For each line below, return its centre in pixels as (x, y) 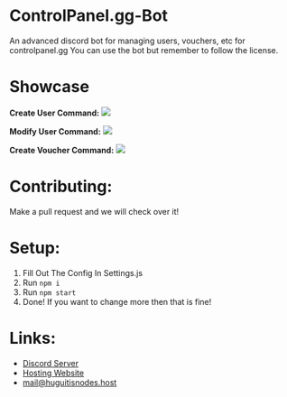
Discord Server (51, 363)
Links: (33, 338)
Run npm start (49, 292)
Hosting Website (53, 373)
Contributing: (61, 187)
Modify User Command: (55, 131)
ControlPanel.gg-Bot (89, 16)
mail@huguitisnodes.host (69, 382)
